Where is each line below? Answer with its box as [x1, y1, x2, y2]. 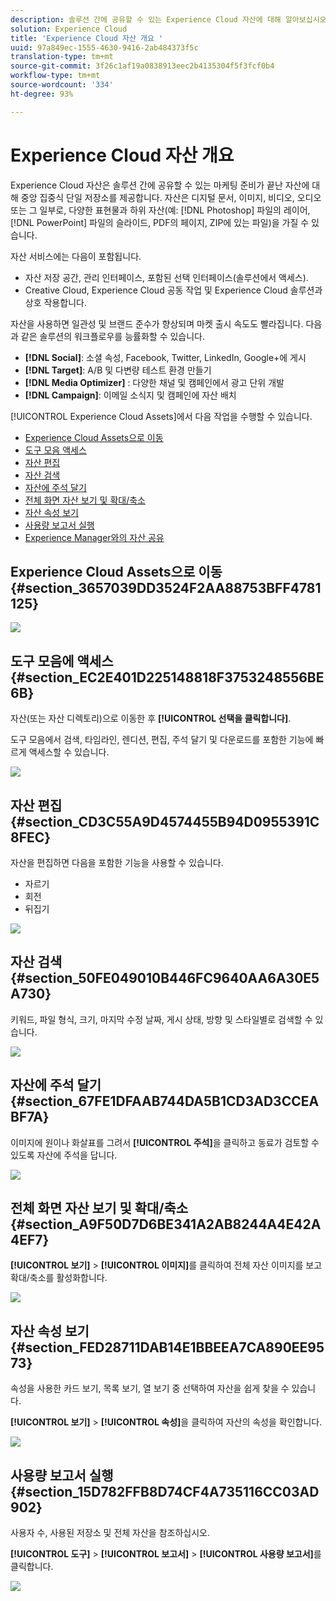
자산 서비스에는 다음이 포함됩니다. [10, 250, 142, 262]
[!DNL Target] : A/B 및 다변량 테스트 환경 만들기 [24, 364, 212, 376]
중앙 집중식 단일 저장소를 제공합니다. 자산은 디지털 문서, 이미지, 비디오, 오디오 [20, 191, 322, 203]
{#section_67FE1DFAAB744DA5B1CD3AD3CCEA [10, 1093, 320, 1110]
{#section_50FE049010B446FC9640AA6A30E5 [10, 970, 320, 987]
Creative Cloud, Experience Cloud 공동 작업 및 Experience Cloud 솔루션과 [24, 284, 323, 296]
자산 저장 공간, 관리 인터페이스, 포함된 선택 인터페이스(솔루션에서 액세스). [24, 271, 309, 283]
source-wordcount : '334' [10, 80, 114, 90]
